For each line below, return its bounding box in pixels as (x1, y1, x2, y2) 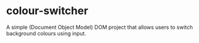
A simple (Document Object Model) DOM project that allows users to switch (6, 24, 193, 31)
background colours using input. (6, 29, 87, 37)
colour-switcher (6, 4, 89, 18)
